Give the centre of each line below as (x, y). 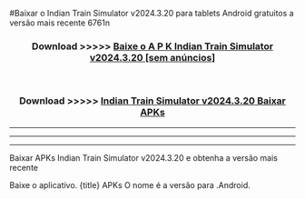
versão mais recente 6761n (60, 23)
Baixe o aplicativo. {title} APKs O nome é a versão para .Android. (130, 184)
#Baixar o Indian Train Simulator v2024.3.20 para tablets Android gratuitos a (152, 13)
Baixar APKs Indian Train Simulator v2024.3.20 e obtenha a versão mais (144, 157)
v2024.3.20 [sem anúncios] (152, 57)
